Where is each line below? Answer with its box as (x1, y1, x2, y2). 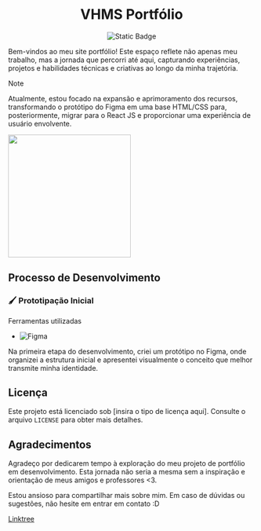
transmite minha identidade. (8, 363, 99, 372)
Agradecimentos (8, 438, 92, 451)
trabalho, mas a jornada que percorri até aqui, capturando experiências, (8, 55, 241, 64)
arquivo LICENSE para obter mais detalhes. (8, 415, 143, 425)
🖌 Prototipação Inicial (8, 295, 94, 306)
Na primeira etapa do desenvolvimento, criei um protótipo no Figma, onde (8, 346, 247, 356)
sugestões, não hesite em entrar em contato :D (8, 499, 160, 508)
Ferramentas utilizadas (8, 316, 82, 325)
